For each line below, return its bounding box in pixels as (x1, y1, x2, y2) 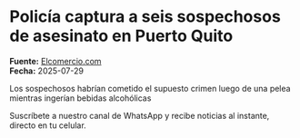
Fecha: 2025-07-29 (9, 65, 85, 76)
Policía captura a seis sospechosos (9, 6, 282, 27)
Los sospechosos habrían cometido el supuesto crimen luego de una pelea (9, 83, 291, 94)
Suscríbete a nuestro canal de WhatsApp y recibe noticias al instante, (9, 110, 270, 121)
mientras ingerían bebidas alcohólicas (9, 93, 152, 103)
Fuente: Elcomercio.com (9, 55, 102, 66)
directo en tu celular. (9, 120, 86, 131)
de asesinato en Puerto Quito (9, 25, 234, 46)
